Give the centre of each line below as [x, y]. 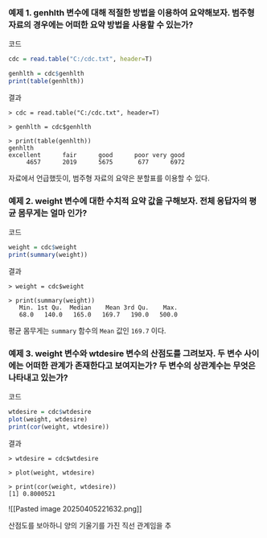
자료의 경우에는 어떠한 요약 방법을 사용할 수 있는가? [101, 24]
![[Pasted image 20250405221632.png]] [75, 508]
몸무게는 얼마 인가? [52, 213]
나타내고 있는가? [38, 378]
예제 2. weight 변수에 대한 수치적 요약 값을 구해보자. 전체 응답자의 [128, 201]
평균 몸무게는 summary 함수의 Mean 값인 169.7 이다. [87, 330]
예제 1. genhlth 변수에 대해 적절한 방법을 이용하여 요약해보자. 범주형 [131, 12]
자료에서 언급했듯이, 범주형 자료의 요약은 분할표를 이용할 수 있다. [109, 178]
